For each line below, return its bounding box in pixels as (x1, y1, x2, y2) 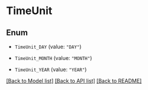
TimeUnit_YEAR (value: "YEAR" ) (14, 66, 87, 73)
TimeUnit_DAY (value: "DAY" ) (14, 43, 82, 50)
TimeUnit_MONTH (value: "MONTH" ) (14, 55, 92, 61)
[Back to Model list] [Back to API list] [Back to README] (6, 78, 142, 84)
